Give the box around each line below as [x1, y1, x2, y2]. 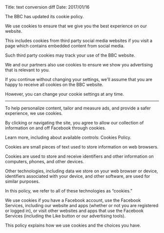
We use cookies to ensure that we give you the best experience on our [5, 23, 147, 29]
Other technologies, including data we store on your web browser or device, [5, 168, 158, 174]
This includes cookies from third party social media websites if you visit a [5, 38, 153, 43]
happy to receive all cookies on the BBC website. [5, 82, 103, 87]
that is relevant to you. [5, 67, 50, 73]
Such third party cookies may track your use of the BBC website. [5, 52, 135, 58]
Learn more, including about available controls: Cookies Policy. [5, 134, 132, 140]
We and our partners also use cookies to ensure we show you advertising [5, 62, 153, 67]
